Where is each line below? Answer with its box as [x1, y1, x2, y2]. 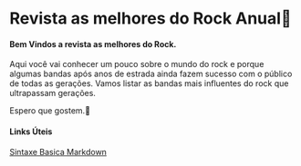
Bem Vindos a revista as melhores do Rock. [9, 38, 177, 49]
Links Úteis [9, 126, 53, 137]
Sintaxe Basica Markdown [9, 146, 108, 157]
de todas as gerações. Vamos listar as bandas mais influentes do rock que [9, 78, 289, 89]
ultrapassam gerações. [9, 88, 96, 99]
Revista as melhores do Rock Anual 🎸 [9, 8, 292, 29]
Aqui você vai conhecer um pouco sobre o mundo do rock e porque [9, 59, 265, 70]
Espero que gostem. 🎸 [9, 105, 91, 116]
